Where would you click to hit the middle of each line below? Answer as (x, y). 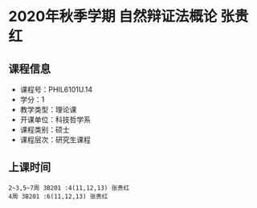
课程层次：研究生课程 (55, 140)
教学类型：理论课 (48, 110)
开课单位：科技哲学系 (55, 120)
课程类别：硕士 (45, 130)
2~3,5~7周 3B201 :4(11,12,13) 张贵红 (69, 188)
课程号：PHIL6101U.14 (56, 90)
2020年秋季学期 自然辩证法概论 (113, 16)
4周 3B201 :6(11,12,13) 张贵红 (58, 196)
